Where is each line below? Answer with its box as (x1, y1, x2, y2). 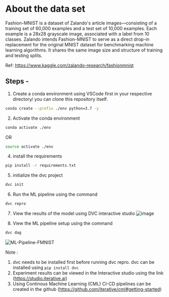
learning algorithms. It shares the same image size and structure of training (5, 47, 163, 53)
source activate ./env (5, 144, 53, 149)
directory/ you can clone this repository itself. (12, 96, 108, 102)
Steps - (5, 77, 29, 86)
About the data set (5, 3, 86, 15)
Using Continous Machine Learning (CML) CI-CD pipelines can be (12, 281, 151, 287)
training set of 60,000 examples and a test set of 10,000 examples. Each (5, 25, 157, 31)
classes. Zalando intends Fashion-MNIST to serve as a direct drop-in (5, 36, 150, 42)
